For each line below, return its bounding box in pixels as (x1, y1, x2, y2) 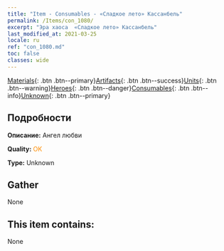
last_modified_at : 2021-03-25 (7, 30, 97, 38)
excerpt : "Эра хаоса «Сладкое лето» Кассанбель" (7, 23, 158, 31)
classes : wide (7, 57, 50, 64)
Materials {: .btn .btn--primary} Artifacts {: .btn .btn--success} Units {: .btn (7, 76, 217, 85)
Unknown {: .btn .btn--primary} (21, 91, 111, 100)
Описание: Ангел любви (7, 131, 82, 139)
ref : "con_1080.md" (7, 43, 65, 50)
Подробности (7, 112, 72, 124)
